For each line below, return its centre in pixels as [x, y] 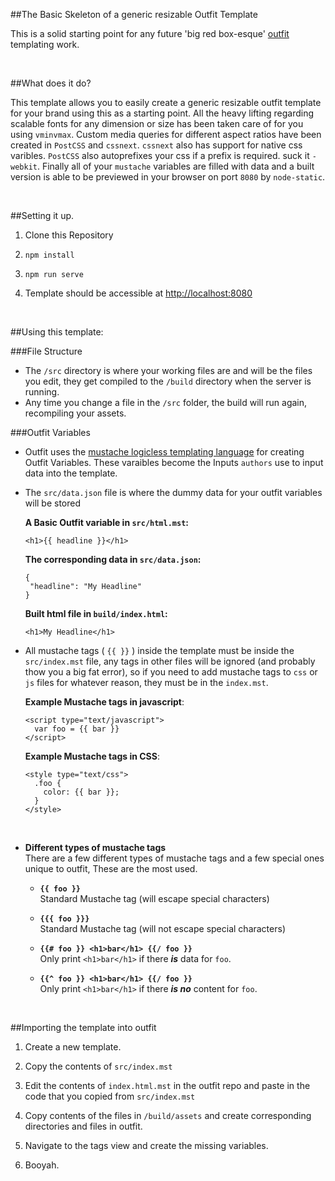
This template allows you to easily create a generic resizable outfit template [166, 102]
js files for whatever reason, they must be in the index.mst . [146, 682]
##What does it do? [51, 83]
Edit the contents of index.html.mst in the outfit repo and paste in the [167, 1085]
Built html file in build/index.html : [96, 613]
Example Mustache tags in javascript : [104, 702]
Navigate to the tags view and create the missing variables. [146, 1145]
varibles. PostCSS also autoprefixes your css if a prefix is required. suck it [160, 155]
